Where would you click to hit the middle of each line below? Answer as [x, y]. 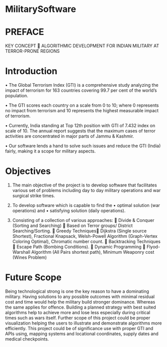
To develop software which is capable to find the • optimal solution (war [86, 205]
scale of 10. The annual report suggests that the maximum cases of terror [80, 131]
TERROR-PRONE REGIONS [33, 51]
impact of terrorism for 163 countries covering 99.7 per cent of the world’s [81, 90]
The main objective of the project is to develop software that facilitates [85, 185]
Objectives [28, 171]
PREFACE [25, 32]
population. [17, 96]
